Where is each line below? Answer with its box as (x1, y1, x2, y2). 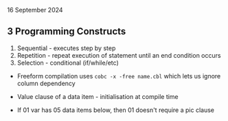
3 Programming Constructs (7, 25, 126, 37)
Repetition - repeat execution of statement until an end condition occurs (16, 51, 221, 59)
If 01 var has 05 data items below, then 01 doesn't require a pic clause (16, 106, 215, 114)
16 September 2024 (7, 6, 63, 14)
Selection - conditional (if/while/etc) (16, 58, 119, 67)
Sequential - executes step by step (16, 44, 116, 52)
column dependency (16, 79, 76, 87)
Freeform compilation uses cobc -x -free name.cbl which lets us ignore (16, 71, 221, 80)
